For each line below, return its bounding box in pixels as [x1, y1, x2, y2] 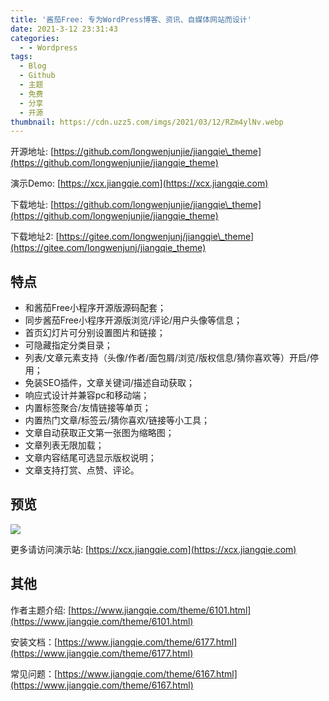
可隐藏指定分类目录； [24, 339, 113, 351]
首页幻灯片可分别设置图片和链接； [24, 327, 166, 339]
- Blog [19, 61, 47, 71]
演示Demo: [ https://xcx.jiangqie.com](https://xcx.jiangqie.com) [10, 177, 269, 190]
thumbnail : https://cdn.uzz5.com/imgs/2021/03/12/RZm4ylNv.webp [10, 117, 284, 127]
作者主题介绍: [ [10, 604, 72, 616]
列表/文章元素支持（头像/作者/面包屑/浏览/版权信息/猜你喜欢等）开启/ [24, 352, 311, 364]
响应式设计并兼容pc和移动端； [24, 389, 150, 401]
